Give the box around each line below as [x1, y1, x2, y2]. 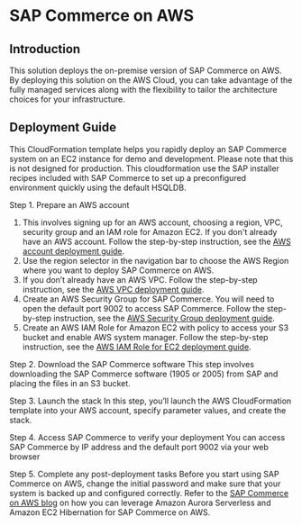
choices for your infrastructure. [9, 94, 125, 104]
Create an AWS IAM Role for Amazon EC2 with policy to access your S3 [22, 321, 289, 333]
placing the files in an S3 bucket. [9, 377, 131, 388]
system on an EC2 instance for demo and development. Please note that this [9, 153, 294, 164]
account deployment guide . [22, 245, 125, 257]
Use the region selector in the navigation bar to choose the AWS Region [22, 255, 289, 266]
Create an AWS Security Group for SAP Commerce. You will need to [22, 294, 275, 304]
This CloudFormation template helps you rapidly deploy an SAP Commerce [9, 143, 288, 154]
